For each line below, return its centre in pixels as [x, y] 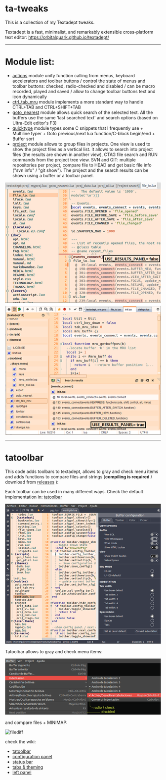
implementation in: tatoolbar [34, 497]
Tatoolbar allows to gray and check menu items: [54, 651]
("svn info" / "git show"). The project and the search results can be [80, 170]
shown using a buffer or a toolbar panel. [53, 175]
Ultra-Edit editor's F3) [34, 123]
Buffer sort [23, 139]
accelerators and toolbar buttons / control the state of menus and [79, 81]
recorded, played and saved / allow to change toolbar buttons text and [84, 91]
